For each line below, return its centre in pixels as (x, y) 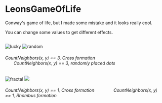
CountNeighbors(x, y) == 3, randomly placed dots (64, 63)
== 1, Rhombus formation (31, 96)
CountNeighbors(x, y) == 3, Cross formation (50, 58)
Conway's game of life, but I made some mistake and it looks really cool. (79, 23)
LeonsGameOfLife (43, 9)
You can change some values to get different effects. (59, 32)
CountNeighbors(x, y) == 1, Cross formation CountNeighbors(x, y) (81, 90)
